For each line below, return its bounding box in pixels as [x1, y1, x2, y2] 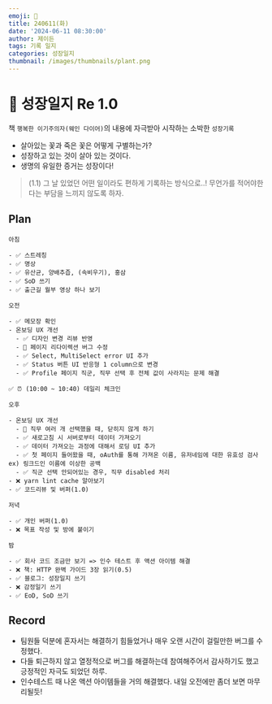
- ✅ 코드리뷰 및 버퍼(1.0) [8, 485, 89, 493]
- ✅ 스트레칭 [8, 251, 47, 259]
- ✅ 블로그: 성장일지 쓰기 [8, 574, 86, 582]
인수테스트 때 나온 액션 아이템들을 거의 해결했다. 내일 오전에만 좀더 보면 [19, 676, 246, 687]
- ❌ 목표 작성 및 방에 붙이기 [8, 525, 95, 533]
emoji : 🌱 [8, 11, 38, 20]
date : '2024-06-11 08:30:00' [8, 27, 107, 35]
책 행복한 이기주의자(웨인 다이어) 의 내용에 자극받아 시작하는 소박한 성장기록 [8, 123, 235, 133]
